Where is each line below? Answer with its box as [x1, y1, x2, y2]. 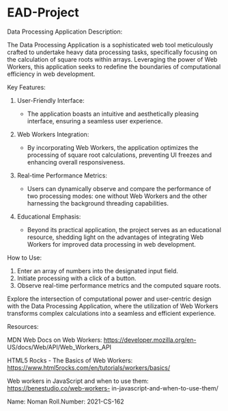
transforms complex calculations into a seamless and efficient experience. [7, 309, 216, 317]
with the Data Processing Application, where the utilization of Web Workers [7, 301, 218, 310]
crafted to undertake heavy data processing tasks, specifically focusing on [7, 48, 217, 56]
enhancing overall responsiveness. [27, 158, 125, 166]
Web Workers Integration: [16, 130, 89, 138]
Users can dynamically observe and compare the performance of [27, 184, 212, 192]
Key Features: [7, 83, 46, 91]
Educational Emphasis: [16, 212, 81, 221]
